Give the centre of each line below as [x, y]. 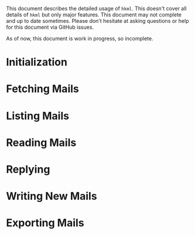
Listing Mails [37, 116]
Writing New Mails [52, 196]
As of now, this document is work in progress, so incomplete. [80, 38]
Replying [28, 169]
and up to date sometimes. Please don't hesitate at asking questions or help [97, 21]
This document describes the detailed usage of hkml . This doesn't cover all [96, 8]
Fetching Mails [42, 89]
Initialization [37, 62]
